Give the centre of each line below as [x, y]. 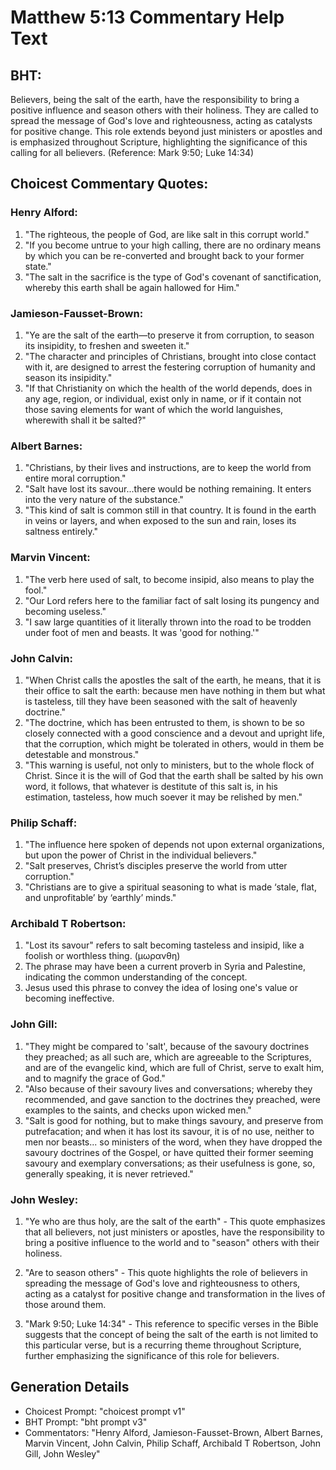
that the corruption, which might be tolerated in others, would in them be [174, 743]
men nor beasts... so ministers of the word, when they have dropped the [173, 1142]
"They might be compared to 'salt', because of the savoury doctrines [167, 1046]
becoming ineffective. [69, 998]
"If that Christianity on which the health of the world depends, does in [168, 388]
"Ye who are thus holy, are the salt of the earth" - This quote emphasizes [175, 1222]
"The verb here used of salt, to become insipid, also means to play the [169, 579]
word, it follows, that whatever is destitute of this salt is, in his [151, 786]
